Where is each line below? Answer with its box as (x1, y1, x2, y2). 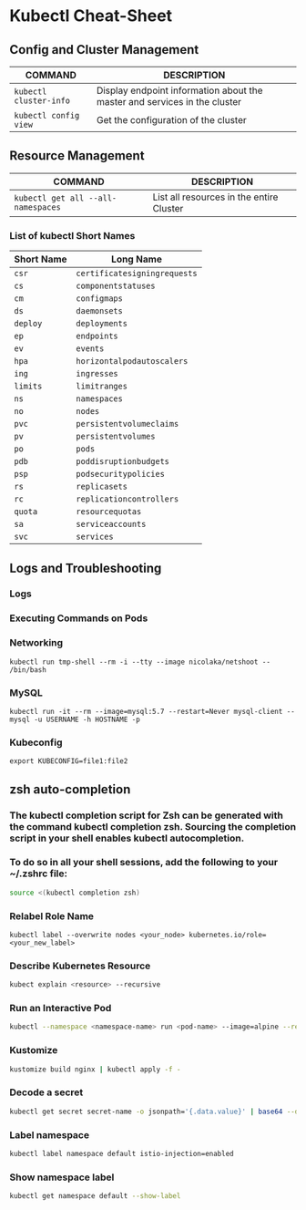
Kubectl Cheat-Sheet (9, 5, 173, 26)
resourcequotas (76, 507, 142, 517)
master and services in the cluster (96, 96, 242, 108)
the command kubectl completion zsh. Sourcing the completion (9, 820, 297, 833)
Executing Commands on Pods (9, 612, 148, 625)
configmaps (76, 294, 123, 304)
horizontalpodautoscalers (76, 357, 189, 367)
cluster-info (14, 96, 71, 106)
